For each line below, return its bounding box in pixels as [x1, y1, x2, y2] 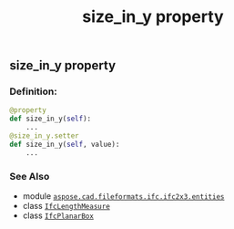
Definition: [9, 85, 57, 98]
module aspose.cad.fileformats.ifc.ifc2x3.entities [22, 191, 225, 202]
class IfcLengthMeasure [22, 201, 111, 212]
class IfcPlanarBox [22, 210, 94, 221]
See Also [9, 170, 50, 182]
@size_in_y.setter [9, 131, 79, 141]
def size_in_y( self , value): [9, 140, 120, 149]
